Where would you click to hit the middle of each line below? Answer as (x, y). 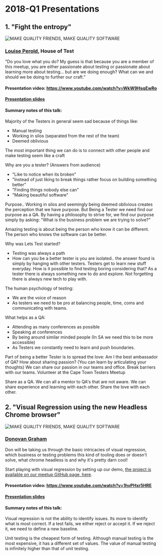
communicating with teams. (40, 308)
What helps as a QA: (25, 317)
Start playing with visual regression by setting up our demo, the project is (78, 469)
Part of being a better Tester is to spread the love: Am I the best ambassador (81, 357)
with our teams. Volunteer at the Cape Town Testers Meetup (65, 372)
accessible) (24, 342)
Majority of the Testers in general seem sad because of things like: (72, 121)
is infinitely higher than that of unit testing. (47, 549)
